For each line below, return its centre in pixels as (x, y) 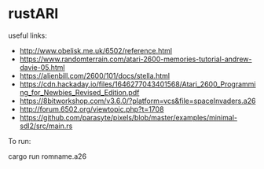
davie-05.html (42, 67)
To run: (20, 141)
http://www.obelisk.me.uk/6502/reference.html (96, 50)
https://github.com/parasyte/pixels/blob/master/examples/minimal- (128, 117)
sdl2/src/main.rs (46, 126)
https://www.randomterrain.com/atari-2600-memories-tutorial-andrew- (136, 59)
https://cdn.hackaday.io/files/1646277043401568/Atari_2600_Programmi (137, 84)
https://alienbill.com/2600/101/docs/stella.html (95, 75)
